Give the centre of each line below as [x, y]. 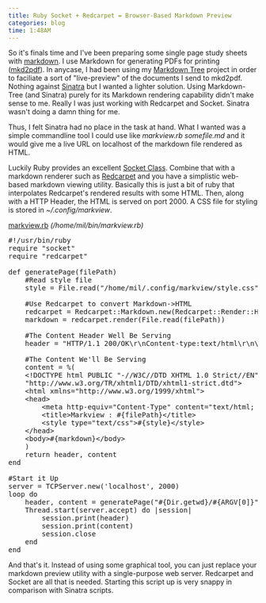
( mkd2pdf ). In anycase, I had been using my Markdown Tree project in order [133, 70]
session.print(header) [85, 518]
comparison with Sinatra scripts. [61, 590]
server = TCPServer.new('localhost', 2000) [94, 486]
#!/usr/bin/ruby [40, 240]
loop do [23, 494]
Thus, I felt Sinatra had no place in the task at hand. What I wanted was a [127, 127]
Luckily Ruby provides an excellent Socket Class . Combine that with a [122, 168]
